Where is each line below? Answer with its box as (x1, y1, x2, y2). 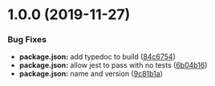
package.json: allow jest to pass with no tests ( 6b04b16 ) (18, 61, 208, 70)
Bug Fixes (7, 34, 47, 45)
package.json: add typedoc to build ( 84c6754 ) (18, 52, 176, 61)
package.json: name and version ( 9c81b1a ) (18, 69, 164, 79)
